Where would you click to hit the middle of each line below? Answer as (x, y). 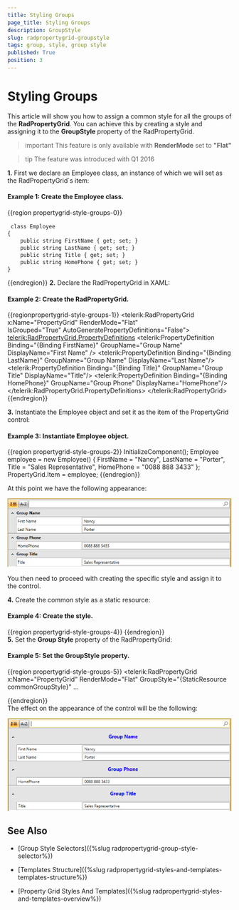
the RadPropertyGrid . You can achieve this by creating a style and (105, 123)
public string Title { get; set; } (73, 256)
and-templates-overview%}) (59, 899)
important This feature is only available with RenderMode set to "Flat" (128, 145)
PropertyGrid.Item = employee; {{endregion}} (74, 475)
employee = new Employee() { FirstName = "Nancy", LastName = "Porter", (116, 460)
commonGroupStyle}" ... (43, 687)
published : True (31, 53)
